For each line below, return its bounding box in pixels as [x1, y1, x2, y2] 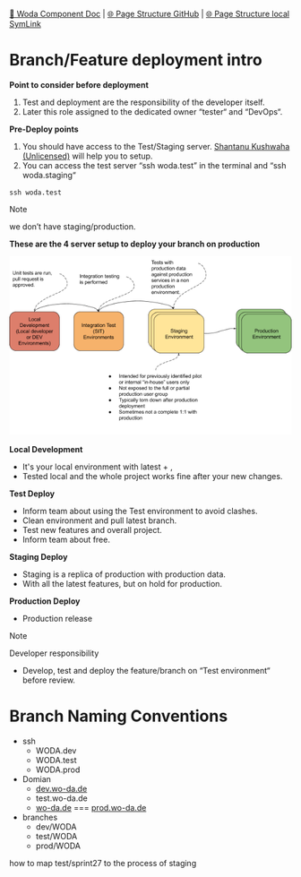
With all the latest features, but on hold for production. [21, 578, 222, 589]
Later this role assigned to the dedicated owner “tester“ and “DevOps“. [21, 106, 283, 116]
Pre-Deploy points [9, 124, 79, 134]
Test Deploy [9, 488, 56, 499]
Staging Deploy [9, 551, 68, 562]
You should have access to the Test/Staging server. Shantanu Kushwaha [21, 141, 290, 151]
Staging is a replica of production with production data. [21, 569, 227, 580]
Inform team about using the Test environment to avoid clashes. [21, 505, 258, 516]
